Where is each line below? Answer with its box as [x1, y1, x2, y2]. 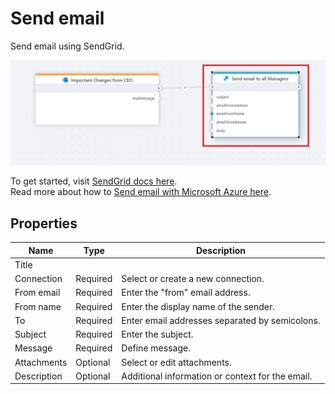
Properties [10, 215, 78, 232]
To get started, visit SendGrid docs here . [10, 175, 178, 187]
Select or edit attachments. [121, 356, 232, 368]
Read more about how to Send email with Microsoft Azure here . [10, 186, 272, 198]
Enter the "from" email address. [121, 287, 251, 299]
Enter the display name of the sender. [121, 300, 276, 312]
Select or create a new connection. [121, 273, 265, 285]
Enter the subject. [121, 328, 194, 341]
